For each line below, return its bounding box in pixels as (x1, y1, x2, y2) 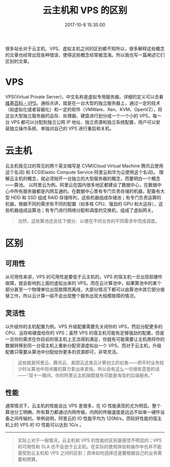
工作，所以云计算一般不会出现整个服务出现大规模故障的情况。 (9, 293, 138, 299)
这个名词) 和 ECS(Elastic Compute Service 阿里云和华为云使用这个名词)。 (5, 169, 158, 175)
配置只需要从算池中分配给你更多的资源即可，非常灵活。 (5, 348, 120, 355)
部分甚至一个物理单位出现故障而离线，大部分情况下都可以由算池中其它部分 (5, 286, 160, 292)
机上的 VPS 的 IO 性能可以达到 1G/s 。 (5, 422, 84, 428)
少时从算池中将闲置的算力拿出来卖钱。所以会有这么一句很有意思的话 (17, 366, 160, 372)
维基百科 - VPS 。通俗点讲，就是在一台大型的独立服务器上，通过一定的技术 (5, 100, 160, 106)
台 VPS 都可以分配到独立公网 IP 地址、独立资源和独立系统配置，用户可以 (5, 119, 156, 125)
